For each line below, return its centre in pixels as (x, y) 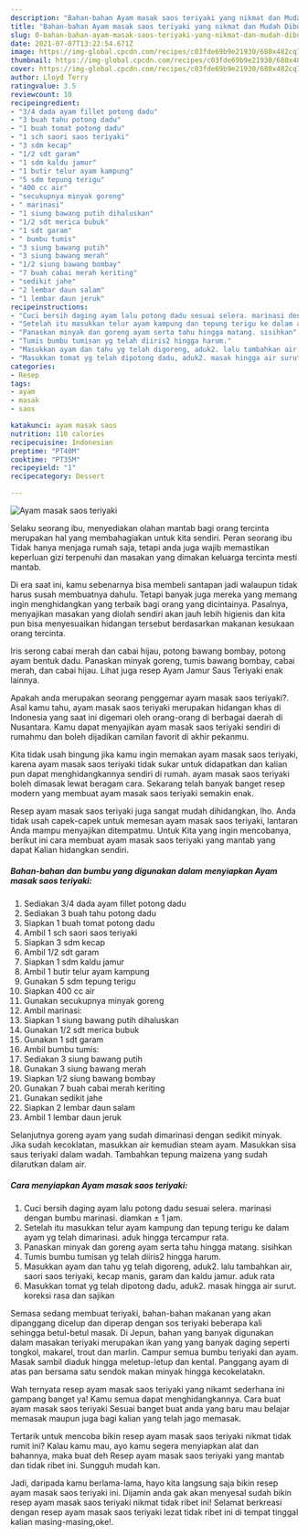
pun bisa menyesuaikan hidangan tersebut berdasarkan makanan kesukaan (153, 624)
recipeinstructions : (50, 307)
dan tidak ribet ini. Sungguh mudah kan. (85, 1465)
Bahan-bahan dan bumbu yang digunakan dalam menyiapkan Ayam (144, 870)
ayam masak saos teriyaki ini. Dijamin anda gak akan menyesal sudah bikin (151, 1492)
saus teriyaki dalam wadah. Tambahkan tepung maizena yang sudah (139, 1154)
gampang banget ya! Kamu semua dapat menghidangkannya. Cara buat (146, 1399)
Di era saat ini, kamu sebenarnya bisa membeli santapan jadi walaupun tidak (154, 585)
